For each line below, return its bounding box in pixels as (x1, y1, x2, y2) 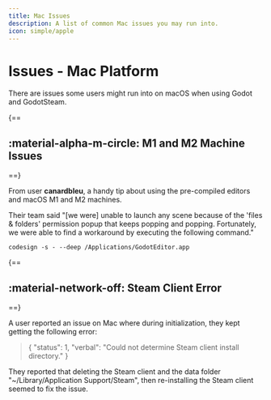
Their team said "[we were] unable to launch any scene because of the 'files (8, 211, 263, 220)
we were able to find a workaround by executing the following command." (8, 228, 254, 237)
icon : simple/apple (8, 27, 74, 35)
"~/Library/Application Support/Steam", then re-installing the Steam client (8, 375, 254, 385)
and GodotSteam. (8, 97, 67, 107)
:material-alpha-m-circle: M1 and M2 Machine (8, 136, 245, 150)
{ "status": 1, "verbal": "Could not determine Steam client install (28, 342, 239, 352)
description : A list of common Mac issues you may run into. (8, 19, 219, 28)
